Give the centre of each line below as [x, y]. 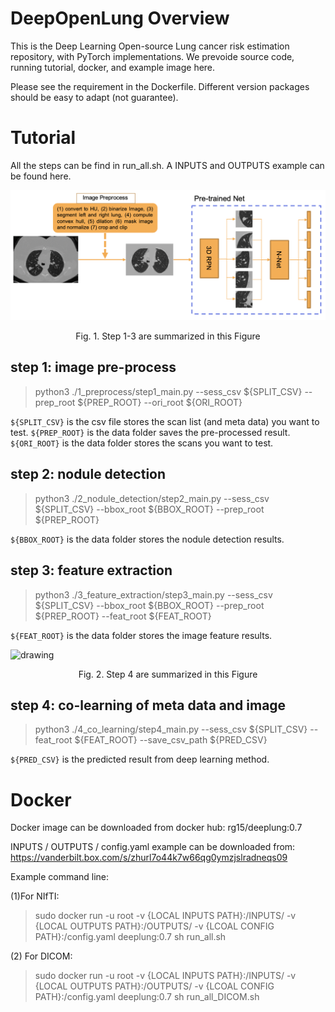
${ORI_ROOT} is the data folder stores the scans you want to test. [142, 443]
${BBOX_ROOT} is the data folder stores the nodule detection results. [147, 539]
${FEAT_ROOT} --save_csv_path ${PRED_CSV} [171, 740]
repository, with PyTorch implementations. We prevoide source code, [152, 56]
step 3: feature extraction [91, 570]
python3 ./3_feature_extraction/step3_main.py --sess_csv [153, 594]
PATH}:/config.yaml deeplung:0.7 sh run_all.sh [130, 937]
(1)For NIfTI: [35, 896]
